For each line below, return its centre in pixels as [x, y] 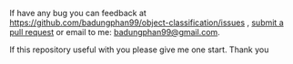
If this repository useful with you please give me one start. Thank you [139, 50]
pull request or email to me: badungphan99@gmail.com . [115, 32]
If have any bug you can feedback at [78, 13]
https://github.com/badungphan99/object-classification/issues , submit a [146, 23]
